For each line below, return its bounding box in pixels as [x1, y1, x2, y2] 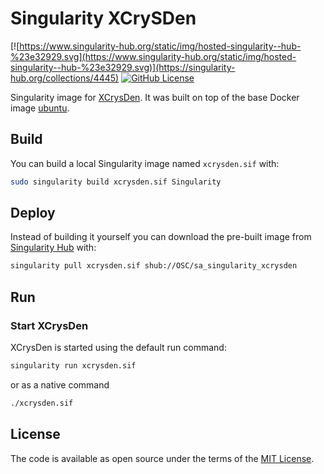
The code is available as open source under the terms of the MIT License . [10, 452, 315, 464]
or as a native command [10, 378, 110, 391]
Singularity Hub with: [10, 242, 97, 254]
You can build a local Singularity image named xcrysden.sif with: [10, 157, 280, 169]
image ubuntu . [10, 102, 70, 114]
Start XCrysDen [10, 318, 89, 332]
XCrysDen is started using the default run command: [10, 342, 227, 353]
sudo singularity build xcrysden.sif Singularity [10, 177, 222, 187]
